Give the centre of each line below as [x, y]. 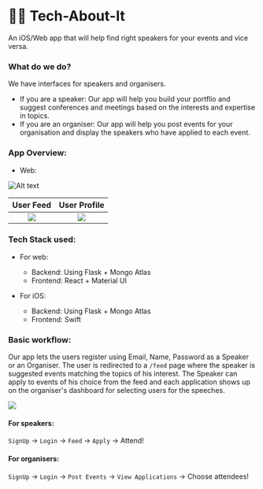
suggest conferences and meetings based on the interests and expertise [137, 107]
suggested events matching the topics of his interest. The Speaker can [123, 374]
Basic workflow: [40, 339]
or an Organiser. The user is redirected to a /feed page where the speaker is [132, 365]
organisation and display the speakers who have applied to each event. [135, 132]
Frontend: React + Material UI [79, 280]
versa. [19, 46]
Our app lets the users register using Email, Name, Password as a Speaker [129, 357]
